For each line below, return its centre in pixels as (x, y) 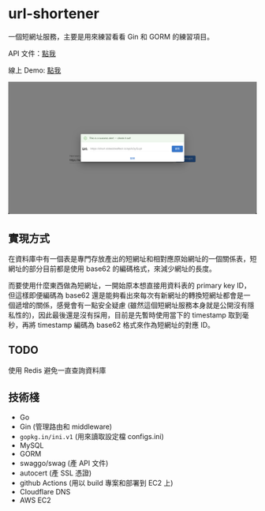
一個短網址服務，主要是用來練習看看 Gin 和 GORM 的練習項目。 (111, 36)
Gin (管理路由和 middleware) (66, 426)
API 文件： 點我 (32, 53)
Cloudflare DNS (45, 491)
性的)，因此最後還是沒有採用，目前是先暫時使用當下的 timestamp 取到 (129, 315)
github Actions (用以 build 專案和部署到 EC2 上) (96, 483)
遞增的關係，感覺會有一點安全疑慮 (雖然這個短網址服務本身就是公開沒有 (131, 305)
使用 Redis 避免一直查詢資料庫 (57, 370)
